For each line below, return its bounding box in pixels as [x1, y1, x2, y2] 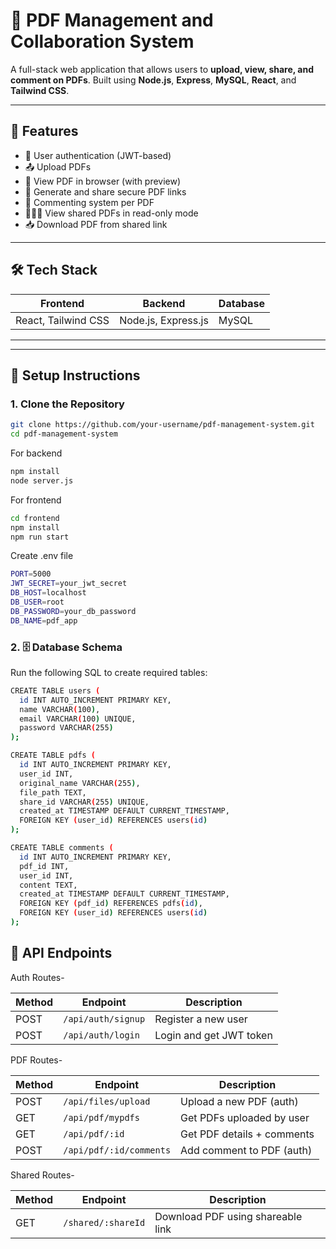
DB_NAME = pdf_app [10, 615, 78, 626]
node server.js [10, 475, 74, 486]
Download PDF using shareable [154, 1209, 303, 1223]
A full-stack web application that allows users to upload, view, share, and [10, 63, 314, 75]
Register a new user [154, 1012, 248, 1026]
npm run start [10, 532, 70, 542]
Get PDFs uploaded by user [180, 1110, 310, 1124]
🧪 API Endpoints [10, 945, 113, 962]
